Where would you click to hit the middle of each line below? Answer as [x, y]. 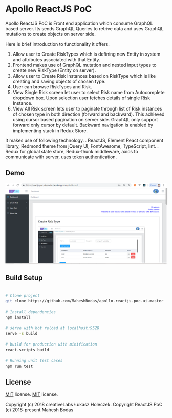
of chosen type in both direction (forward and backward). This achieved [89, 114]
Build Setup [24, 277]
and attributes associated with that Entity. [57, 59]
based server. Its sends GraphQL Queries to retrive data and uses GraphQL [84, 28]
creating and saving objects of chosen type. [59, 81]
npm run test [19, 366]
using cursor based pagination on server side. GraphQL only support [85, 119]
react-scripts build [27, 350]
